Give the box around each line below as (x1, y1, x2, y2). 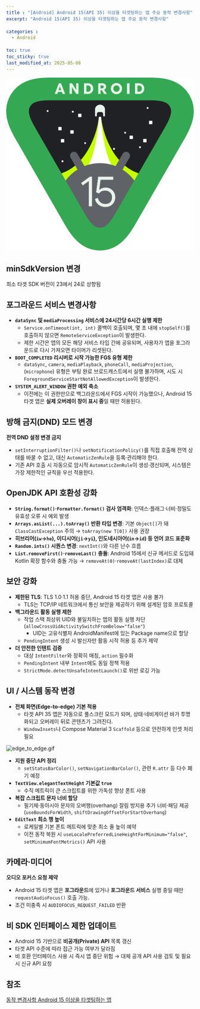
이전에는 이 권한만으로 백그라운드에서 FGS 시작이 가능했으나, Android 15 (23, 390, 192, 397)
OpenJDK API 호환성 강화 (6, 488, 98, 498)
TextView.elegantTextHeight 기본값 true (14, 779, 112, 786)
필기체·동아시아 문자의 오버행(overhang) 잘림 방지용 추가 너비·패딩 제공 (23, 801, 189, 809)
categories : (6, 29, 39, 35)
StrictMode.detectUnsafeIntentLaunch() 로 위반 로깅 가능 (23, 667, 161, 674)
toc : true (6, 48, 31, 54)
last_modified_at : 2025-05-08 (6, 60, 82, 66)
